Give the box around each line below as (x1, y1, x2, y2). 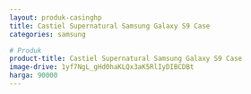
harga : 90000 (9, 71, 58, 81)
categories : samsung (9, 30, 87, 38)
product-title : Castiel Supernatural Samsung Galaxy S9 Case (9, 55, 243, 64)
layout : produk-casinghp (9, 13, 102, 22)
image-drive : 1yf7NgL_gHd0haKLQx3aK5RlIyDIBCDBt (9, 63, 195, 72)
